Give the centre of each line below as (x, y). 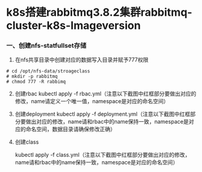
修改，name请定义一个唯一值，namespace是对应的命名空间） (92, 101)
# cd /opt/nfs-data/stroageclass (48, 71)
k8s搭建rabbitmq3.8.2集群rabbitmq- (99, 12)
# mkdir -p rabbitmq (32, 77)
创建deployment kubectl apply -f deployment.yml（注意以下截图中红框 (103, 114)
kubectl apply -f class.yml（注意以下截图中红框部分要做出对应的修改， (103, 155)
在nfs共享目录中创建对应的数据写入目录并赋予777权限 (82, 60)
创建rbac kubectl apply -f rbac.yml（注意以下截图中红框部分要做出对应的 (106, 94)
